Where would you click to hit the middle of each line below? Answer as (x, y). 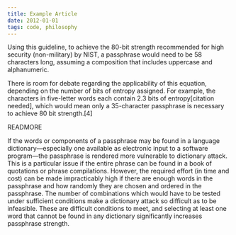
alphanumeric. (28, 70)
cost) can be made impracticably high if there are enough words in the (110, 178)
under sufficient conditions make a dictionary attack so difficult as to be (112, 201)
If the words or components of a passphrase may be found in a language (114, 141)
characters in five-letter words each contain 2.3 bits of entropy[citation (111, 98)
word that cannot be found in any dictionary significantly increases (105, 216)
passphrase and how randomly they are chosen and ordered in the (105, 186)
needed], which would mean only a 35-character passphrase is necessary (116, 106)
